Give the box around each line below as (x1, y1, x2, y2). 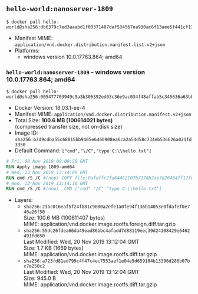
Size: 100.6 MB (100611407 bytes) (23, 214, 105, 221)
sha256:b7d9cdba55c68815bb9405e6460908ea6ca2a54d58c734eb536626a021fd (14, 137, 192, 143)
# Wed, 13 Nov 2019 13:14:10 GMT (6, 180, 88, 187)
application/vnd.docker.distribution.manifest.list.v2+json (14, 41, 166, 48)
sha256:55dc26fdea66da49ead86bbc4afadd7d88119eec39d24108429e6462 (23, 228, 190, 234)
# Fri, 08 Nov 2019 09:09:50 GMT (6, 159, 88, 165)
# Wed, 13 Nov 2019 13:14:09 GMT (6, 169, 88, 175)
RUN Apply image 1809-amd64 (6, 164, 75, 170)
